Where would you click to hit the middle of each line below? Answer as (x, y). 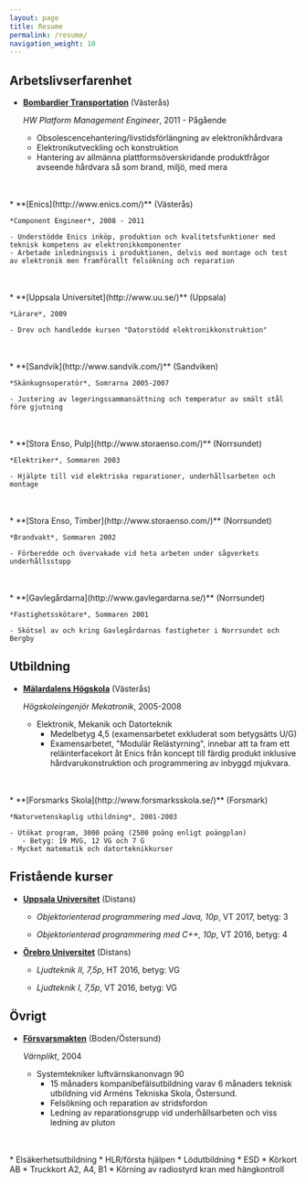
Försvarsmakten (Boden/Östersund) (92, 1038)
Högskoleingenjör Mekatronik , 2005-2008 (102, 706)
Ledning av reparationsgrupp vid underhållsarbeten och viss (164, 1113)
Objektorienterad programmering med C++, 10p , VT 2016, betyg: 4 (162, 934)
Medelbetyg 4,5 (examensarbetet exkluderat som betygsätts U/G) (174, 733)
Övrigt (28, 1016)
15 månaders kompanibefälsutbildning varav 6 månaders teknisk (171, 1083)
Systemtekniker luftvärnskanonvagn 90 (110, 1073)
